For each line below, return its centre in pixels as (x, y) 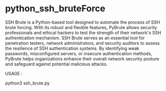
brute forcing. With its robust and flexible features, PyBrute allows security (81, 27)
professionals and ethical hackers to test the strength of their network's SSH (83, 32)
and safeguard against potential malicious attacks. (56, 64)
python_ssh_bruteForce (55, 9)
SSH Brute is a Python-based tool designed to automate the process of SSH (83, 22)
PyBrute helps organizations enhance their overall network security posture (82, 59)
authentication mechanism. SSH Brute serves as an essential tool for (75, 38)
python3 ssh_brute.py (28, 83)
